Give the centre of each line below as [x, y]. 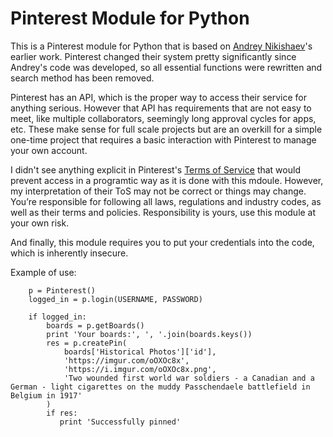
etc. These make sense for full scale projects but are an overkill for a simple [166, 129]
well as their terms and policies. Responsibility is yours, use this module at [163, 212]
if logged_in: [57, 317]
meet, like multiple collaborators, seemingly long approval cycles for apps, [163, 118]
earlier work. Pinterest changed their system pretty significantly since [153, 56]
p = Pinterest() [62, 290]
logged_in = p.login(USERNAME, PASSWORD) [115, 299]
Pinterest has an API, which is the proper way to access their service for [159, 97]
